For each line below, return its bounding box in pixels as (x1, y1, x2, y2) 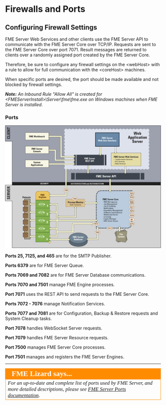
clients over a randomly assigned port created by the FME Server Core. (5, 52, 150, 58)
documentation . (7, 392, 41, 399)
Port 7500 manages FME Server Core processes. (5, 344, 106, 350)
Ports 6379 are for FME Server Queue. (5, 262, 84, 268)
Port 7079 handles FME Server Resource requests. (5, 334, 109, 340)
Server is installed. (5, 102, 43, 107)
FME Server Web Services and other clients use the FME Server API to (5, 36, 148, 42)
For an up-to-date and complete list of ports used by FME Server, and (7, 379, 153, 386)
